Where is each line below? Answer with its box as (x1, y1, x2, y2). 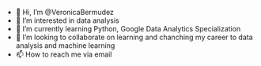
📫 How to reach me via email (15, 49, 112, 59)
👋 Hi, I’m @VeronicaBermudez (15, 8, 115, 16)
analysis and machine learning (15, 41, 115, 50)
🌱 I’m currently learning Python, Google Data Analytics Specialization (15, 24, 241, 33)
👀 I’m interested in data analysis (15, 16, 120, 25)
